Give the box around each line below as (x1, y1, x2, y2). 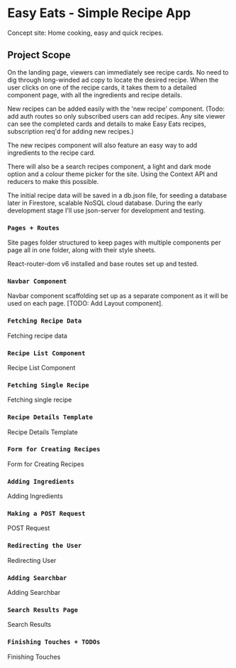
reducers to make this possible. (7, 177, 99, 185)
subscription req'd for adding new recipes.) (7, 126, 134, 136)
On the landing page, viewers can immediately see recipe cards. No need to (7, 68, 229, 76)
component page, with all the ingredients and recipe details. (7, 90, 183, 99)
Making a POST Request (7, 510, 86, 518)
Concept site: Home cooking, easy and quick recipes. (7, 28, 164, 37)
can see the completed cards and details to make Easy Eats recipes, (7, 119, 207, 128)
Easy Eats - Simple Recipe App (7, 5, 191, 21)
